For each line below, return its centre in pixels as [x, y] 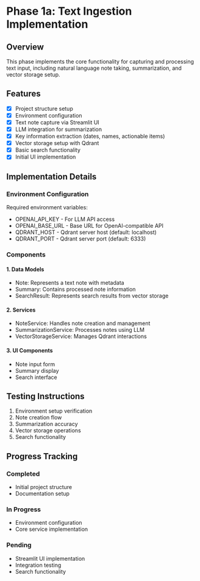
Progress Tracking [42, 456]
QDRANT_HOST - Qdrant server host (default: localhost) [86, 232]
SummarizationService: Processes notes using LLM [80, 330]
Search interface [36, 377]
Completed [23, 474]
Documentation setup [42, 493]
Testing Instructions [45, 396]
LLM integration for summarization [59, 129]
